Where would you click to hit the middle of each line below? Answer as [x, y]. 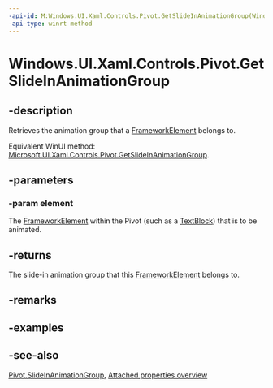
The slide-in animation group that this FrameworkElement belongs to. [124, 274]
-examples [36, 328]
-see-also [34, 355]
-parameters [41, 180]
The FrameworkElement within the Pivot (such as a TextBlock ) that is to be [133, 221]
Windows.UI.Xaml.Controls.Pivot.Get [136, 64]
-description [41, 111]
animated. [25, 230]
